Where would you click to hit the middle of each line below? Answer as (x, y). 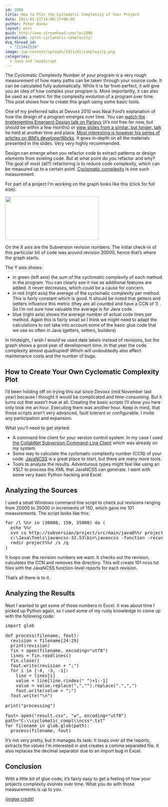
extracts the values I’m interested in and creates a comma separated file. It (82, 745)
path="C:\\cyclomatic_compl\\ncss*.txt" (55, 720)
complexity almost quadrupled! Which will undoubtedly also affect (73, 351)
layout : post (19, 29)
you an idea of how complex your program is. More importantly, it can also (82, 91)
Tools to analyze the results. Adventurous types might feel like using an (86, 464)
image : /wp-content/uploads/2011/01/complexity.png (60, 52)
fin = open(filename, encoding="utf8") (59, 650)
